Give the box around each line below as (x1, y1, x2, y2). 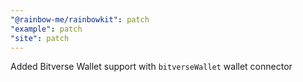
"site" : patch (10, 33, 70, 43)
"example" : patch (10, 24, 83, 34)
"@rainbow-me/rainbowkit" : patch (10, 14, 150, 25)
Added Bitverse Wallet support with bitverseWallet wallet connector (10, 61, 293, 73)
